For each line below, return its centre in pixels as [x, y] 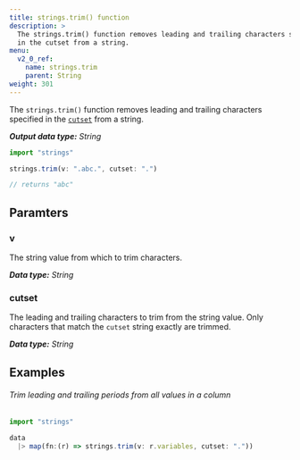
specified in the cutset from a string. [77, 119]
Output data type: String [55, 136]
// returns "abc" [42, 185]
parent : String [54, 76]
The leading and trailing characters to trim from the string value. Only [136, 317]
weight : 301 [31, 84]
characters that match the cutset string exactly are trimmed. [120, 327]
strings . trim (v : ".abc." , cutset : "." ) [83, 169]
